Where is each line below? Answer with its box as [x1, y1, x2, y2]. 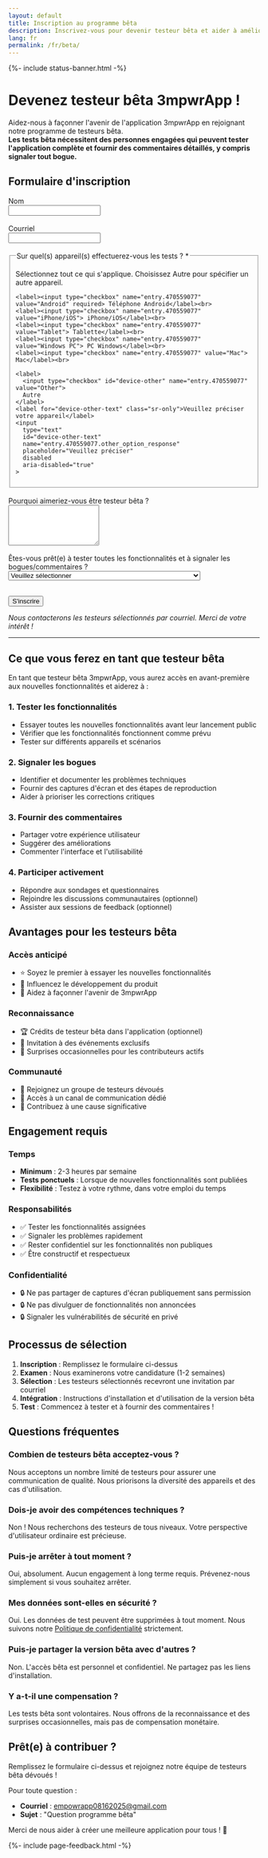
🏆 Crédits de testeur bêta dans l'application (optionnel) [19, 1027, 203, 1036]
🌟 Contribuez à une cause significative [19, 1101, 148, 1111]
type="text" [22, 425, 62, 434]
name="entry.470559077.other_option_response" [22, 440, 180, 448]
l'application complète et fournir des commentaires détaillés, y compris [8, 143, 250, 153]
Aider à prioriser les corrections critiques [19, 791, 156, 801]
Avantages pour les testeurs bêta [8, 925, 177, 939]
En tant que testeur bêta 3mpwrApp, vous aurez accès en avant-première [8, 673, 250, 683]
